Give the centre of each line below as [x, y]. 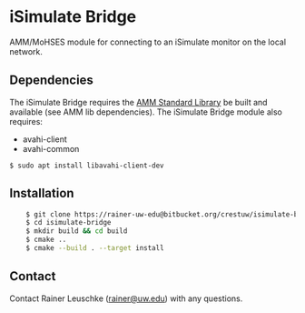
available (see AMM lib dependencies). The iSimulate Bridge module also [146, 112]
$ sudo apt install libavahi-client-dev [87, 166]
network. [26, 51]
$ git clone [48, 214]
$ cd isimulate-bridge [69, 223]
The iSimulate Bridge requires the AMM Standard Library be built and [138, 102]
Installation [42, 193]
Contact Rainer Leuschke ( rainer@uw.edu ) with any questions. [126, 298]
